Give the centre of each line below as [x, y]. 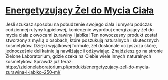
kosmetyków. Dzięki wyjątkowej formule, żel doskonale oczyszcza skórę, [81, 45]
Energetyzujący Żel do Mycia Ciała [80, 11]
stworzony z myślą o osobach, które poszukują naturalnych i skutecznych [82, 40]
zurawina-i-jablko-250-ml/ [33, 72]
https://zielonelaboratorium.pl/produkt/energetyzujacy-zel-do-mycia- [78, 67]
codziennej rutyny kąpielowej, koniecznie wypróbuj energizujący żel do [80, 29]
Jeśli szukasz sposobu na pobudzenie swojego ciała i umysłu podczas [79, 24]
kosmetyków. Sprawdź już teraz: [39, 61]
